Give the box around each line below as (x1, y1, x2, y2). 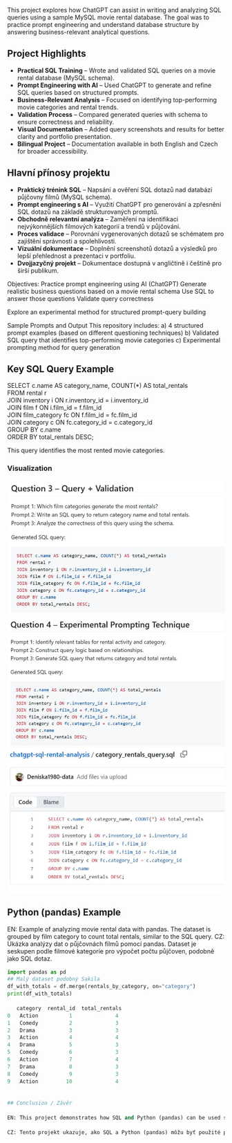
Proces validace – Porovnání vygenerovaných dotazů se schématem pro (17, 230, 224, 238)
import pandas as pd (7, 968, 67, 976)
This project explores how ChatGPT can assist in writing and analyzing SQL (7, 6, 222, 14)
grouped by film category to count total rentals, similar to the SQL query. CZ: (7, 932, 225, 940)
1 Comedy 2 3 (7, 1019, 119, 1026)
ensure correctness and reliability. (17, 118, 115, 126)
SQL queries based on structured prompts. (17, 88, 139, 96)
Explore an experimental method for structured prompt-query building (7, 308, 206, 316)
